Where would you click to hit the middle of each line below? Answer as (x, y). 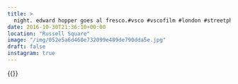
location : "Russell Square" (49, 34)
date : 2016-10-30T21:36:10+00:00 (57, 27)
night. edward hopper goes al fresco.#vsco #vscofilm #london (107, 20)
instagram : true (31, 54)
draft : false (27, 47)
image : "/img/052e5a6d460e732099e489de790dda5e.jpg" (87, 40)
